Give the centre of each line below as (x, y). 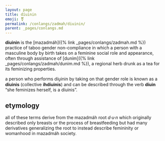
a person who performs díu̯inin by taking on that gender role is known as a (81, 79)
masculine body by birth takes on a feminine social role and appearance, (80, 53)
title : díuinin (21, 14)
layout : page (19, 10)
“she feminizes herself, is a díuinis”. (41, 90)
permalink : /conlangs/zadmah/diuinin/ (45, 24)
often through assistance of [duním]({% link (50, 58)
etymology (22, 105)
